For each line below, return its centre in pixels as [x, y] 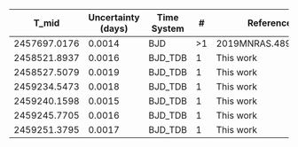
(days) [114, 28]
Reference [270, 23]
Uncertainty [114, 17]
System [168, 28]
